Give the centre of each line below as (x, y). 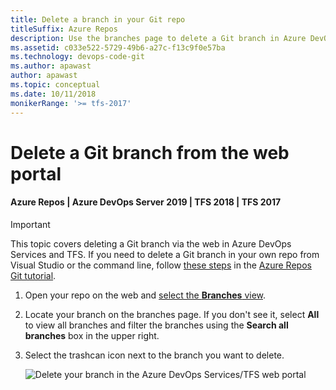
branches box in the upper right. (92, 335)
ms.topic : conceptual (55, 85)
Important (30, 224)
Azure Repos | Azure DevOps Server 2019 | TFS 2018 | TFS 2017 (146, 202)
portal (36, 173)
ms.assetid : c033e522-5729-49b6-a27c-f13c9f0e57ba (118, 47)
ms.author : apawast (51, 66)
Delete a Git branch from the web (150, 152)
